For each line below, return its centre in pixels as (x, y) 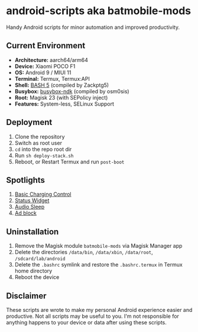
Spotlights (26, 180)
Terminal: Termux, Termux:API (52, 78)
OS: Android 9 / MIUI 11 (43, 73)
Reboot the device (37, 277)
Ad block (26, 213)
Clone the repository (40, 136)
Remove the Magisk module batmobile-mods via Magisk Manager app (98, 246)
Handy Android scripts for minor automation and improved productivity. (93, 27)
